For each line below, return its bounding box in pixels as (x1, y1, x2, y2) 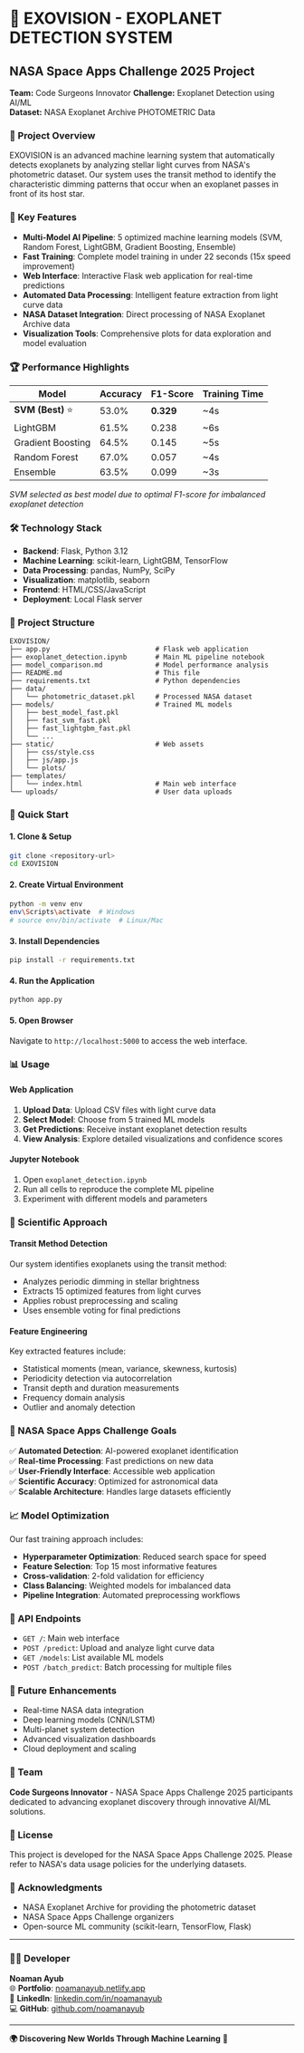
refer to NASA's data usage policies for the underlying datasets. (9, 1858, 247, 1869)
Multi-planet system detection (22, 1724, 135, 1735)
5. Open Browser (9, 1015, 74, 1026)
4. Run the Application (9, 975, 95, 986)
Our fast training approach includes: (9, 1533, 144, 1544)
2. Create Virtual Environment (9, 879, 124, 890)
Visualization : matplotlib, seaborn (22, 574, 150, 585)
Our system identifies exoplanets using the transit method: (9, 1258, 228, 1269)
